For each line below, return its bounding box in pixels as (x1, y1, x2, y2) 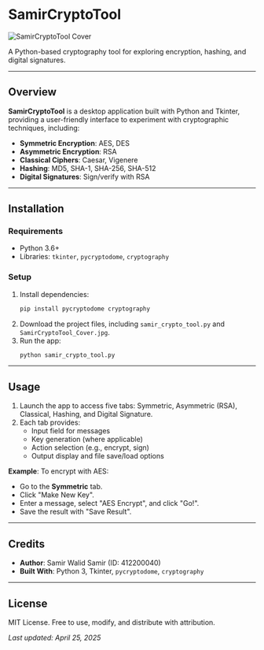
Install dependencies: (19, 289, 90, 299)
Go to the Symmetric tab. (19, 482, 103, 492)
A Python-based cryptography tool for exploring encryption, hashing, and (8, 46, 247, 56)
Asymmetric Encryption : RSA (19, 147, 117, 156)
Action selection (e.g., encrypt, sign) (31, 443, 149, 452)
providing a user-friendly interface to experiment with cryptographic (8, 114, 229, 124)
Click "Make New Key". (19, 490, 94, 500)
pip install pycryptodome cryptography (19, 305, 151, 313)
